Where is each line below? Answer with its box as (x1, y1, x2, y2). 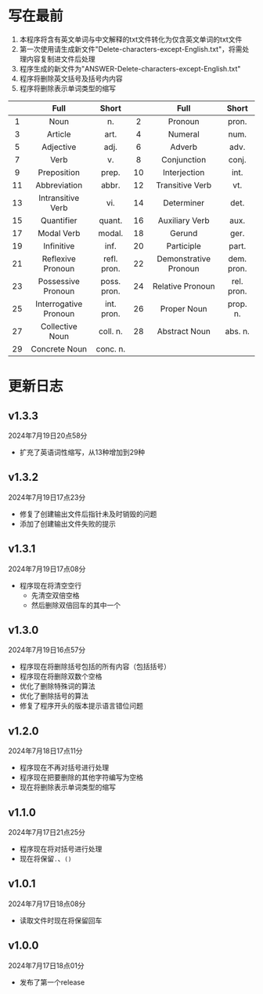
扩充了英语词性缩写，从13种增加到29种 (19, 447, 146, 457)
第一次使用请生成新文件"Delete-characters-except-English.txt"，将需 (19, 44, 243, 53)
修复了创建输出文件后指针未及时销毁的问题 (19, 509, 157, 519)
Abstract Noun (157, 326, 211, 337)
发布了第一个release (19, 978, 85, 987)
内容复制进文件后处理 (26, 54, 95, 64)
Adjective (41, 141, 77, 152)
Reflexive (41, 253, 77, 264)
